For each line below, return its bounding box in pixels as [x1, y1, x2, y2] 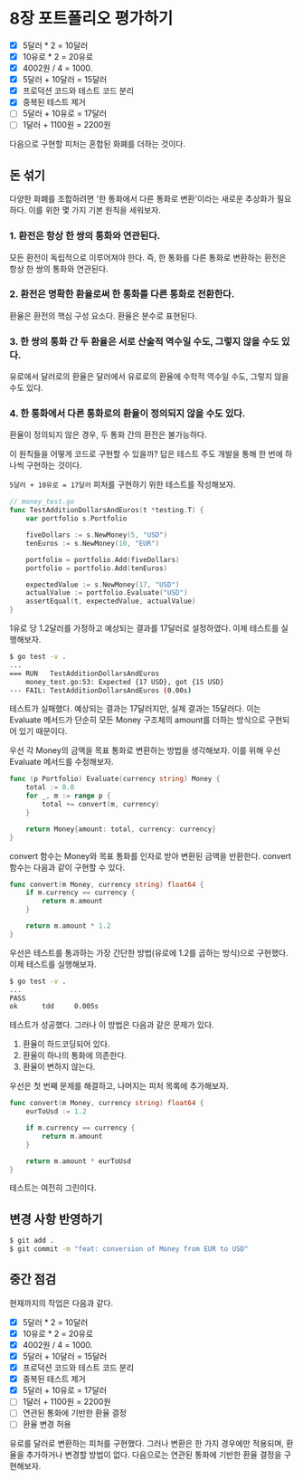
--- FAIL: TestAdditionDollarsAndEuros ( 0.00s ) [9, 685, 193, 695]
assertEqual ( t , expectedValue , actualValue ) [25, 597, 196, 606]
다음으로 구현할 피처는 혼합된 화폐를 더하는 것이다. [9, 138, 186, 149]
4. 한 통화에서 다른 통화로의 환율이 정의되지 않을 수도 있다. [9, 407, 246, 420]
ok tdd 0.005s [9, 1002, 99, 1011]
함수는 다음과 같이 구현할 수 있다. [9, 862, 126, 873]
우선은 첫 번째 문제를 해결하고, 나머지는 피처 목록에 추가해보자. [9, 1081, 229, 1092]
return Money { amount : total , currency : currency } [25, 825, 217, 834]
